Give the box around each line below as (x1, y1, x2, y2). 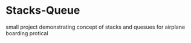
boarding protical (5, 29, 49, 36)
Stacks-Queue (5, 4, 80, 17)
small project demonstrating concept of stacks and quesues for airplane (5, 23, 186, 30)
